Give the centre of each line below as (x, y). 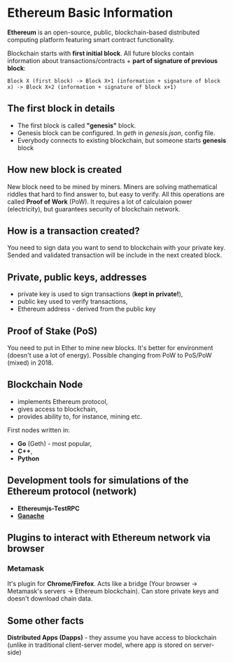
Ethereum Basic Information (90, 13)
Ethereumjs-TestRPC (49, 508)
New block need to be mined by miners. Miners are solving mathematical (112, 186)
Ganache (31, 515)
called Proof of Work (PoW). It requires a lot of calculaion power (100, 202)
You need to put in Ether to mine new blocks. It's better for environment (110, 348)
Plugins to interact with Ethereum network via (109, 538)
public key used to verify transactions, (72, 302)
